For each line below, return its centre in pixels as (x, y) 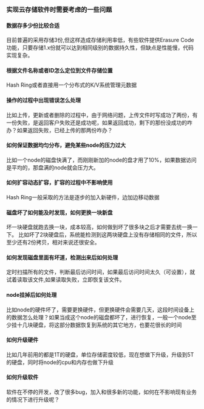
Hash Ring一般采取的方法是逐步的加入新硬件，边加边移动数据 (83, 197)
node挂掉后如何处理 (32, 294)
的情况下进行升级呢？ (33, 399)
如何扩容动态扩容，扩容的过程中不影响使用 (59, 183)
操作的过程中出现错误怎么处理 (43, 100)
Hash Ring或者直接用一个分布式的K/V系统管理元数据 (72, 85)
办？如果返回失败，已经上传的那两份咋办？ (59, 130)
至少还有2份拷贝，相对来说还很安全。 (53, 243)
